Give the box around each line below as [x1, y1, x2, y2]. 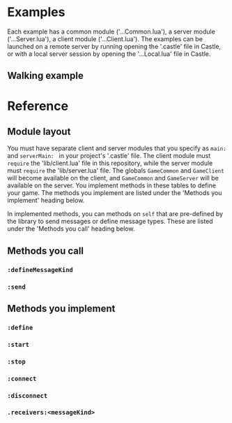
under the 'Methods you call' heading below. [7, 224, 135, 233]
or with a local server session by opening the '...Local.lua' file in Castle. [7, 50, 211, 58]
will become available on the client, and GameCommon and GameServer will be [7, 174, 219, 182]
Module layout [7, 125, 71, 137]
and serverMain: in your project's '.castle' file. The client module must [7, 152, 211, 160]
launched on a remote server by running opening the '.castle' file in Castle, [7, 42, 222, 50]
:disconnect [7, 392, 48, 399]
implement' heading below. [7, 196, 85, 205]
